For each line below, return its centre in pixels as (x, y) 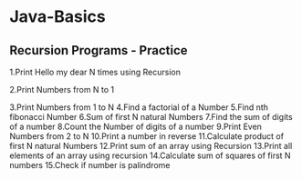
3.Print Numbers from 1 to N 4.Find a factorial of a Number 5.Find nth (139, 107)
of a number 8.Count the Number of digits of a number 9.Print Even (136, 126)
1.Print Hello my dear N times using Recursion (95, 72)
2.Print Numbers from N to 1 (62, 89)
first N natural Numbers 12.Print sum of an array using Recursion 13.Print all (151, 146)
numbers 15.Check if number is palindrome (90, 165)
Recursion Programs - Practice (99, 50)
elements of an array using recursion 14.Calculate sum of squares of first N (150, 155)
